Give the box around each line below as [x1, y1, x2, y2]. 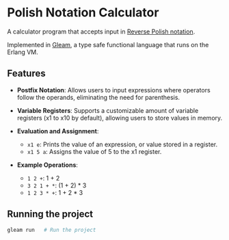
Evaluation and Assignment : [16, 126, 99, 135]
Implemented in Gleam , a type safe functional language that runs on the [7, 40, 209, 49]
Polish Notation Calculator [7, 5, 159, 21]
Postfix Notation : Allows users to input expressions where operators [16, 85, 211, 94]
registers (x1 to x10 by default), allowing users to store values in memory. [16, 114, 223, 122]
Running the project [7, 209, 94, 220]
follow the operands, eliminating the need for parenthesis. [16, 93, 180, 101]
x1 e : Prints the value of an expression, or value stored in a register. [27, 140, 217, 148]
